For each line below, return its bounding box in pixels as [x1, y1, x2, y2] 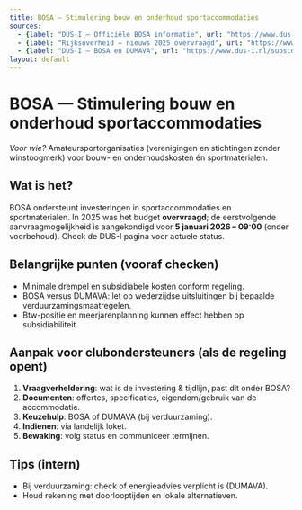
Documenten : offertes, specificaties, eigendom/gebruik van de [22, 392, 257, 403]
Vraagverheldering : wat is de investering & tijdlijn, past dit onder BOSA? [22, 383, 290, 394]
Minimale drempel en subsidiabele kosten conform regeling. [22, 281, 244, 291]
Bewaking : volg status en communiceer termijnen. [22, 431, 209, 442]
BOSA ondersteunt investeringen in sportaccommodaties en [9, 201, 232, 212]
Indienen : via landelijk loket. [22, 421, 128, 432]
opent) [9, 359, 48, 374]
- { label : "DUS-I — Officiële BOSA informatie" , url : [17, 30, 223, 39]
